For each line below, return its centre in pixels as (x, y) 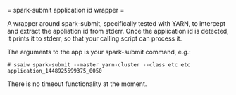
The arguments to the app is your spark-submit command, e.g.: (99, 52)
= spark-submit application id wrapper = (66, 10)
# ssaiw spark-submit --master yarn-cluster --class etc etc (99, 65)
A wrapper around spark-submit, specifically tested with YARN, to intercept (116, 23)
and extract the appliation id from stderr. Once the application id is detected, (118, 31)
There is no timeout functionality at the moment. (77, 84)
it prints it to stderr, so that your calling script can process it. (95, 38)
